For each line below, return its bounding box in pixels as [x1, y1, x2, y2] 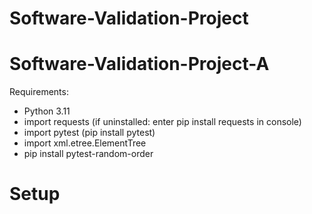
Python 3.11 [23, 105, 71, 117]
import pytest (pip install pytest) [23, 127, 156, 139]
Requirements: [9, 86, 69, 98]
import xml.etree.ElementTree [23, 137, 147, 149]
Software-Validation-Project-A [9, 53, 270, 76]
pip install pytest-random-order [23, 148, 154, 160]
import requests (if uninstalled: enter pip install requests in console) [23, 116, 302, 128]
